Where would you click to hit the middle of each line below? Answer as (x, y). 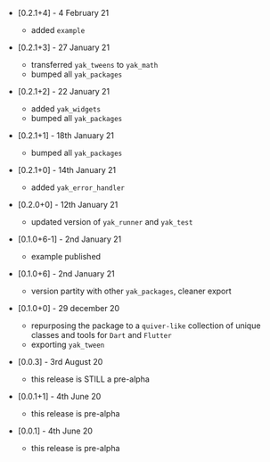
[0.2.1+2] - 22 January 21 (64, 91)
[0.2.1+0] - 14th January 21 (67, 170)
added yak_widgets (66, 109)
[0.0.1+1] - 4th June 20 (59, 396)
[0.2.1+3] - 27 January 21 (63, 47)
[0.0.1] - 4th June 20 (55, 431)
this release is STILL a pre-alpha (90, 379)
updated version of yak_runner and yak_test (112, 222)
